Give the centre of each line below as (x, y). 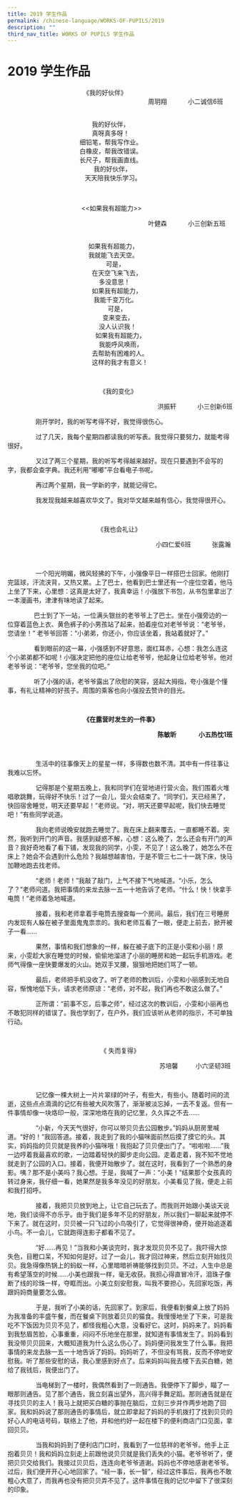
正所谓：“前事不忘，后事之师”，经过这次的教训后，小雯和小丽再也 (132, 1004)
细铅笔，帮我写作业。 (111, 142)
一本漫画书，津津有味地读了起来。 (57, 600)
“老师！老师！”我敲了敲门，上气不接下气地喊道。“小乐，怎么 (124, 881)
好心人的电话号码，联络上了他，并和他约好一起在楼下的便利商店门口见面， (117, 1421)
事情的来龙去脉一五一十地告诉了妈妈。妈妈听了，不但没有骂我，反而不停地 (117, 1352)
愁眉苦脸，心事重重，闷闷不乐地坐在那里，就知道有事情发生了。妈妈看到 (126, 1334)
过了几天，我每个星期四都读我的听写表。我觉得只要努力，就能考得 (132, 437)
